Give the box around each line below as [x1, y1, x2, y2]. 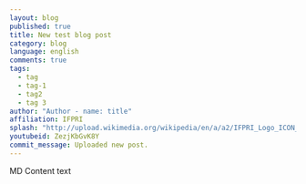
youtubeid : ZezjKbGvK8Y [9, 132, 100, 141]
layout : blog [9, 13, 59, 23]
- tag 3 [17, 97, 47, 107]
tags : [9, 65, 30, 74]
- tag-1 [17, 81, 47, 90]
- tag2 [17, 89, 43, 98]
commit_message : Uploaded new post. [9, 140, 148, 149]
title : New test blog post [9, 30, 112, 39]
